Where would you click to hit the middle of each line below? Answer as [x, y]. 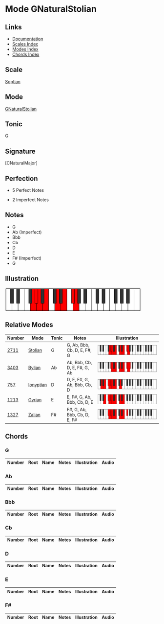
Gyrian [35, 399]
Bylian [35, 368]
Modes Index [25, 49]
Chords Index [26, 54]
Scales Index [25, 44]
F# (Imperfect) [27, 258]
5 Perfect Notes [28, 190]
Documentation [28, 39]
